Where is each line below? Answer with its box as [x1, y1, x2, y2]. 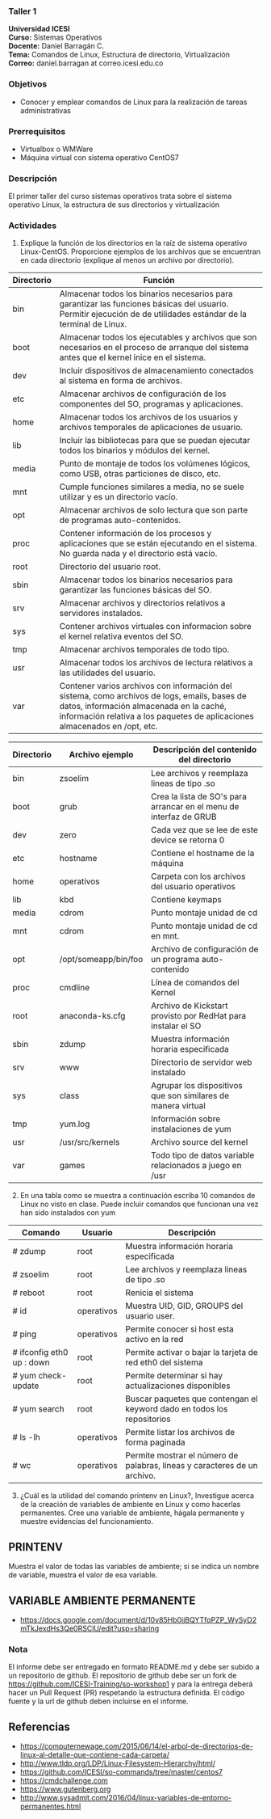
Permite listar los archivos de [125, 1427, 236, 1438]
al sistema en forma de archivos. [59, 375, 183, 386]
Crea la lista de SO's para [150, 791, 248, 802]
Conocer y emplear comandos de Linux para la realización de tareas [19, 97, 248, 107]
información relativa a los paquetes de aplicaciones [59, 711, 254, 722]
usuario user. [125, 1310, 175, 1322]
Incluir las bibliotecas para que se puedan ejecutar [59, 435, 251, 446]
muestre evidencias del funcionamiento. [19, 1517, 154, 1526]
